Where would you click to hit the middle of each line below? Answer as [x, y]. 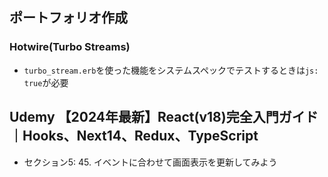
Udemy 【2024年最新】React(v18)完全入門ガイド [164, 117]
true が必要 [46, 82]
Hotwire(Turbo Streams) [70, 47]
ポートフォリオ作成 [68, 18]
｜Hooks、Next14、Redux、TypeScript [134, 136]
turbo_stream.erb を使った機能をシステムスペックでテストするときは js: [171, 70]
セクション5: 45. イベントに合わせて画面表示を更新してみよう [150, 162]
